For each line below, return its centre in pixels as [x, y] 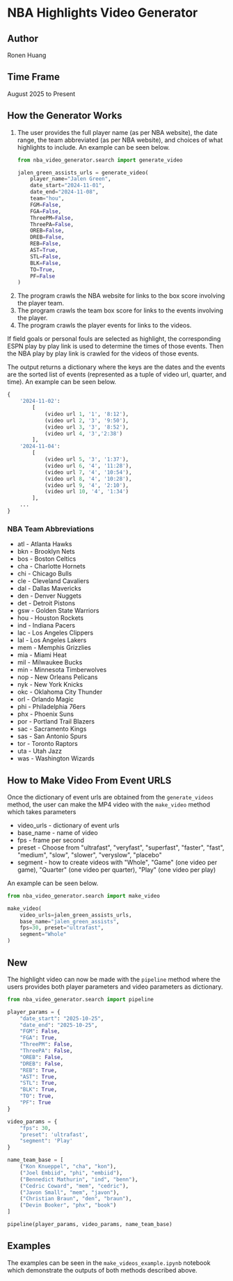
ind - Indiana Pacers [46, 626]
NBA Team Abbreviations [51, 529]
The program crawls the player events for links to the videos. [104, 326]
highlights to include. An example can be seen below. [94, 147]
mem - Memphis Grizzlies [54, 648]
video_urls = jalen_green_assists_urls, [76, 915]
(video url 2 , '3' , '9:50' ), [87, 420]
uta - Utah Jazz [40, 751]
